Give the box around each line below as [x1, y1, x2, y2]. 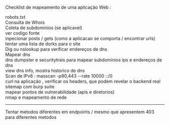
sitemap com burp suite [5, 84, 55, 90]
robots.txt [5, 14, 26, 20]
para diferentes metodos [5, 114, 57, 120]
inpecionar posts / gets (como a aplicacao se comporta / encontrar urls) [5, 35, 156, 41]
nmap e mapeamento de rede [5, 94, 67, 100]
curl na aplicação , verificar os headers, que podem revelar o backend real [5, 78, 161, 84]
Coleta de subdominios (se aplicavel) [5, 25, 82, 31]
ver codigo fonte [5, 30, 40, 36]
